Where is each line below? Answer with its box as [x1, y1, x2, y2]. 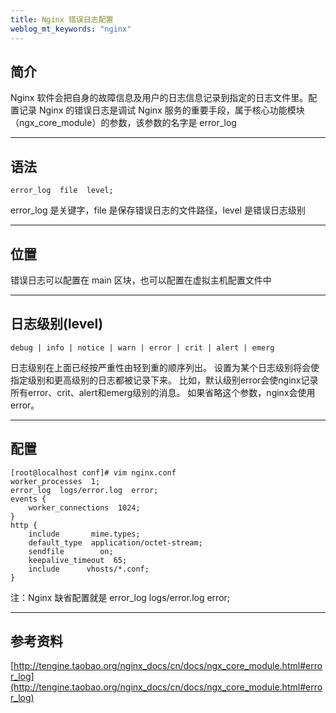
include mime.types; [28, 529, 141, 539]
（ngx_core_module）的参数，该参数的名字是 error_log [10, 117, 237, 129]
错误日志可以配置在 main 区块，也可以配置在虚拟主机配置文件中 [10, 274, 272, 286]
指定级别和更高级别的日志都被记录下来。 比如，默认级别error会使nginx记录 [10, 374, 319, 386]
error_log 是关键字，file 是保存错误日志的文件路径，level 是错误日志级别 [10, 204, 306, 216]
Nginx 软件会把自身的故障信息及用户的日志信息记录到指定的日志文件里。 [10, 92, 309, 104]
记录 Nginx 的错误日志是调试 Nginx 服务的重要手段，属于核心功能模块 [18, 104, 305, 116]
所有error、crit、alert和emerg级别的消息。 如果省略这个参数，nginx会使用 [10, 386, 316, 398]
